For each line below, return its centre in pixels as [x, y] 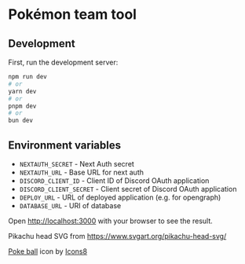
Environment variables [65, 145]
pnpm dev [22, 106]
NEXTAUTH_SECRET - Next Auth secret [77, 163]
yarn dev [22, 91]
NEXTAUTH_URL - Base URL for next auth [81, 172]
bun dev [21, 121]
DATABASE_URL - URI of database [70, 205]
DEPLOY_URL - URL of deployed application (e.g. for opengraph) [120, 197]
